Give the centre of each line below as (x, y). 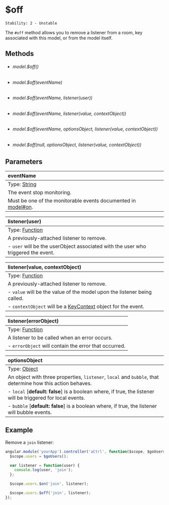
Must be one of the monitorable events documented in (72, 201)
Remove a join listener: (29, 442)
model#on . (21, 207)
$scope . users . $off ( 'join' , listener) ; (51, 493)
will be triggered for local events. (47, 398)
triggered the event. (31, 252)
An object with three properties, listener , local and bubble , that (83, 377)
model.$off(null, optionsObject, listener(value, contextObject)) (77, 145)
